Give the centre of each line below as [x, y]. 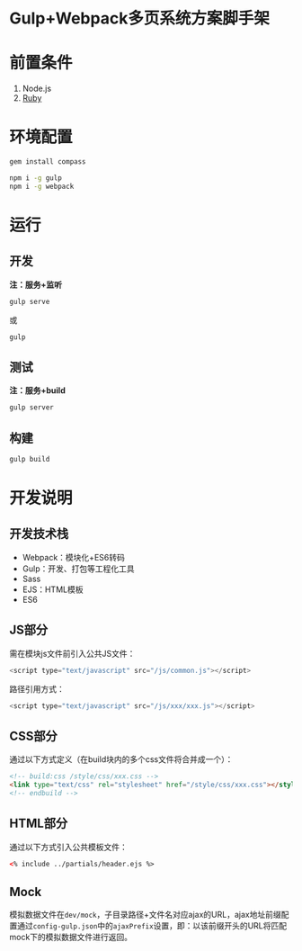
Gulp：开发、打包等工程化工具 [78, 569]
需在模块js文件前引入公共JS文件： [72, 653]
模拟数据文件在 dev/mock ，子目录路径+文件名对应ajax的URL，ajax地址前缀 [145, 915]
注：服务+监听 [36, 284]
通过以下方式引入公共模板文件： [68, 847]
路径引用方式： [37, 688]
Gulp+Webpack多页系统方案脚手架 [139, 18]
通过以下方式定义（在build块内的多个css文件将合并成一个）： [121, 759]
